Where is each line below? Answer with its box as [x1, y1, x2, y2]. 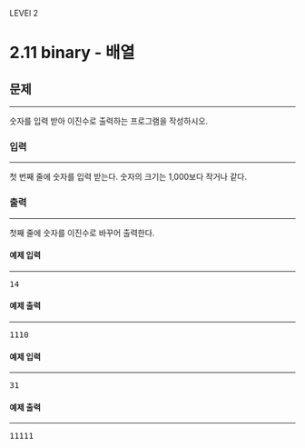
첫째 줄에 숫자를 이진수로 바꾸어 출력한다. [9, 227, 155, 238]
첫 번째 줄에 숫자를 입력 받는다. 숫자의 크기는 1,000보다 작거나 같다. [9, 172, 248, 183]
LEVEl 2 [9, 8, 39, 18]
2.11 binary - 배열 [9, 43, 135, 63]
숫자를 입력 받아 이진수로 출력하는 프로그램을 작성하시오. [9, 115, 209, 126]
